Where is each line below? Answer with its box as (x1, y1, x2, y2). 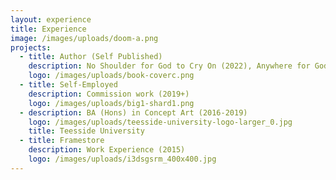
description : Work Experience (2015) (28, 145, 186, 155)
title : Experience (10, 24, 87, 34)
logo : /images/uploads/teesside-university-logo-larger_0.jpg (28, 117, 293, 127)
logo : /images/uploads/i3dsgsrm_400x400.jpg (28, 154, 217, 164)
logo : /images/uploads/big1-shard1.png (28, 98, 195, 108)
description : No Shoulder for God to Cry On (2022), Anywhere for (28, 61, 311, 71)
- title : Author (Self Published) (19, 52, 163, 62)
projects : (10, 42, 52, 53)
